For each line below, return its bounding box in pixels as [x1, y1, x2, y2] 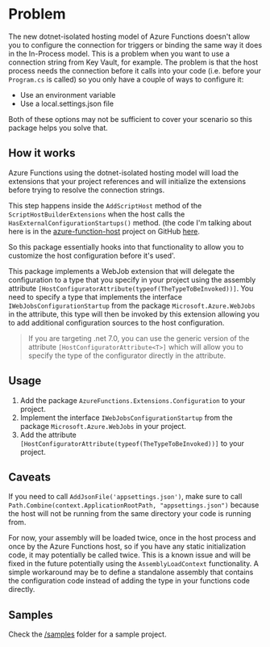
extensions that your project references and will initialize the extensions [8, 176, 247, 186]
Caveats [8, 470, 51, 484]
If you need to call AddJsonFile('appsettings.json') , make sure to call [8, 492, 243, 502]
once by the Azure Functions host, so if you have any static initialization [8, 542, 247, 552]
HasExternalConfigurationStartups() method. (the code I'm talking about [8, 217, 252, 227]
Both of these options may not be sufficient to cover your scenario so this [8, 114, 252, 124]
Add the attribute [19, 430, 77, 439]
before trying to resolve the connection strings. [8, 185, 165, 195]
